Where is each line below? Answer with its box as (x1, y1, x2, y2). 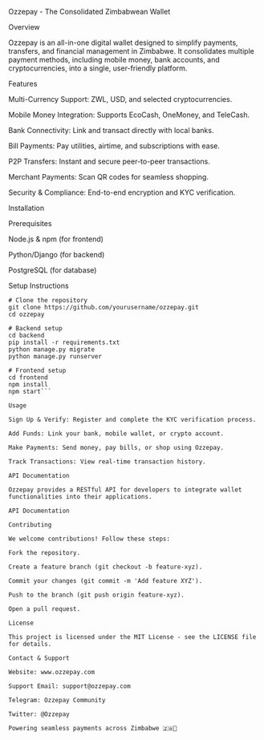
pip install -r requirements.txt (8, 338, 120, 346)
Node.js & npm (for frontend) (8, 234, 104, 244)
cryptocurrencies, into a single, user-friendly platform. (8, 63, 188, 73)
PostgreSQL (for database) (8, 265, 97, 275)
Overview (8, 22, 40, 31)
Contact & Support (8, 654, 70, 662)
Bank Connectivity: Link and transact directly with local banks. (8, 126, 214, 135)
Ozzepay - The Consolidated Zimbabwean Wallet (8, 7, 171, 16)
